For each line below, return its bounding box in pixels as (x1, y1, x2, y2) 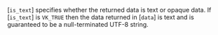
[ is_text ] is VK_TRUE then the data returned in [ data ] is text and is (7, 13, 194, 21)
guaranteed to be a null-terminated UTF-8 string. (7, 21, 149, 28)
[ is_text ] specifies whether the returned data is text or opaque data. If (7, 6, 212, 14)
